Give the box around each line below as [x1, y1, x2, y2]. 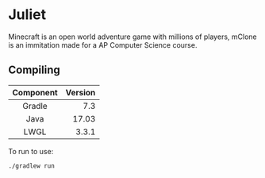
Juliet [8, 6, 46, 24]
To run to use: [8, 146, 54, 156]
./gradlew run [8, 161, 56, 170]
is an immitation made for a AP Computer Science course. [8, 40, 198, 49]
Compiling [8, 64, 61, 77]
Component [12, 87, 58, 98]
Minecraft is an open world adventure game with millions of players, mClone [8, 32, 257, 41]
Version [65, 87, 96, 98]
